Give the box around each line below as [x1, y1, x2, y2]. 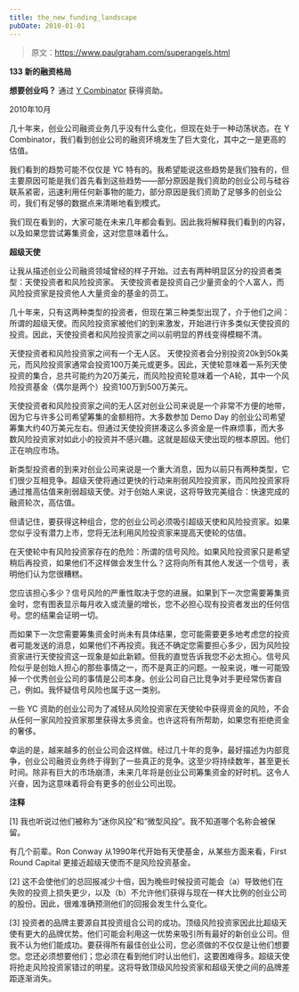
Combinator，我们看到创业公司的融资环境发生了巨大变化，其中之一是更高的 [9, 134, 287, 144]
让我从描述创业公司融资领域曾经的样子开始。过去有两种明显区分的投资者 [9, 265, 274, 276]
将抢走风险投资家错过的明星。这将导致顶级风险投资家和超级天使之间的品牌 [9, 962, 282, 972]
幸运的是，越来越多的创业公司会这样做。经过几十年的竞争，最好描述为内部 [9, 744, 282, 755]
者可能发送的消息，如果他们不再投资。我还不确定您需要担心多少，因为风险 [9, 639, 282, 651]
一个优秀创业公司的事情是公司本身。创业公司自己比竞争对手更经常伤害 [16, 673, 274, 684]
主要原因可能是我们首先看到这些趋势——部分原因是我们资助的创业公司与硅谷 [9, 175, 290, 185]
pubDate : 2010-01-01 [9, 21, 86, 30]
